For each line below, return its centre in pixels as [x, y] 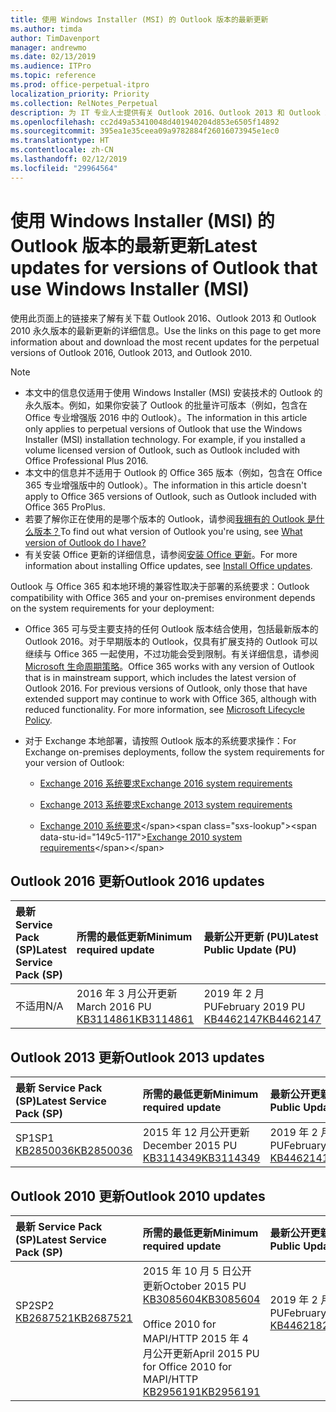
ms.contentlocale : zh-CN [62, 150]
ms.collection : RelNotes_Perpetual [84, 103]
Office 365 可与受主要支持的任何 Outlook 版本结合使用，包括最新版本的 [171, 628]
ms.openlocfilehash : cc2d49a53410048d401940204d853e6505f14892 [145, 122]
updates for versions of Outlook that [164, 267]
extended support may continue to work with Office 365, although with [170, 698]
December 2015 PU [190, 1146]
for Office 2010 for [187, 1366]
